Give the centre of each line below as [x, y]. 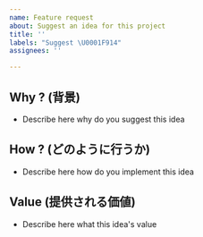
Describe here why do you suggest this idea [103, 119]
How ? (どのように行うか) [80, 150]
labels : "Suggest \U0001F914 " [66, 42]
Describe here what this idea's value [89, 224]
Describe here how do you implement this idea [108, 172]
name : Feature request [51, 17]
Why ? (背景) [45, 97]
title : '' [28, 34]
